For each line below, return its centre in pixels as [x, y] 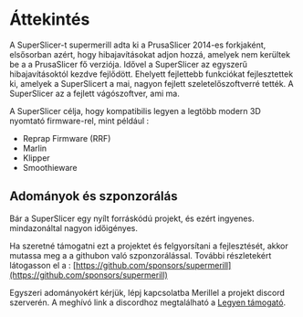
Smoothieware [50, 167]
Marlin [35, 148]
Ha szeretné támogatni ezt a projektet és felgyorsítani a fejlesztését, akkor [149, 246]
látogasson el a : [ [43, 265]
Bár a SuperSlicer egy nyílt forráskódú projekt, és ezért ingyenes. [132, 218]
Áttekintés [50, 20]
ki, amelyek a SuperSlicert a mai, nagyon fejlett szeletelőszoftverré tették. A [151, 83]
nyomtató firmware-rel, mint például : [79, 121]
